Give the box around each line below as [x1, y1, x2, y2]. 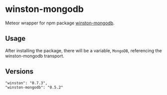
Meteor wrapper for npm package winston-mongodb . [5, 20, 115, 26]
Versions [5, 67, 34, 76]
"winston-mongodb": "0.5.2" [5, 85, 64, 90]
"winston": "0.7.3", [5, 81, 48, 86]
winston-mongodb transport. [5, 53, 65, 59]
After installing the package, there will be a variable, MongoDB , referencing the [5, 47, 163, 53]
